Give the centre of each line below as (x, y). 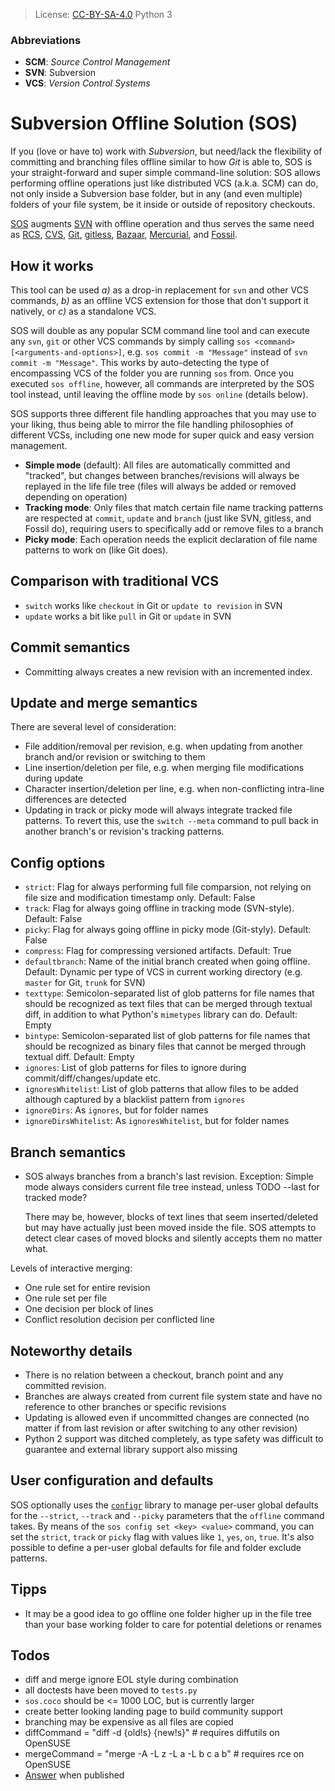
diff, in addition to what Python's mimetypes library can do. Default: (161, 1015)
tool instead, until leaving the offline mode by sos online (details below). (159, 395)
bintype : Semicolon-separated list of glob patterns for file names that (167, 1036)
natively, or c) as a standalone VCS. (83, 311)
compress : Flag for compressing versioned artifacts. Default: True (158, 951)
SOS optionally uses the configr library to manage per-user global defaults (164, 1505)
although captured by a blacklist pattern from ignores (135, 1100)
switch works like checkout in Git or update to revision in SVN (153, 605)
